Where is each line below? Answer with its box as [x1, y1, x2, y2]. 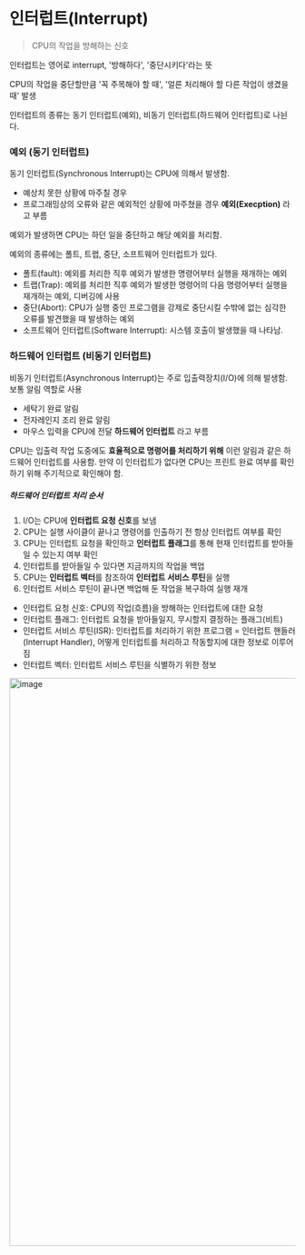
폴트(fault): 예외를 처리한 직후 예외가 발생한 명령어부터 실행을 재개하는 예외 [22, 268, 288, 279]
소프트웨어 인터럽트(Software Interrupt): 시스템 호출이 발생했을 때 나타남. [22, 324, 284, 336]
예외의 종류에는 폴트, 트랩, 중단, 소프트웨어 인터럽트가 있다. [9, 249, 218, 260]
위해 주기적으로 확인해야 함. [25, 467, 124, 478]
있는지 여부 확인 [42, 549, 98, 560]
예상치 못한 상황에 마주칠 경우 [22, 187, 127, 198]
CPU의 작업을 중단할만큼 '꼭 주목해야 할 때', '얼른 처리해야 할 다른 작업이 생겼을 [9, 78, 289, 89]
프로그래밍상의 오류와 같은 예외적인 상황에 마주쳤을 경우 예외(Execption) [22, 199, 281, 210]
